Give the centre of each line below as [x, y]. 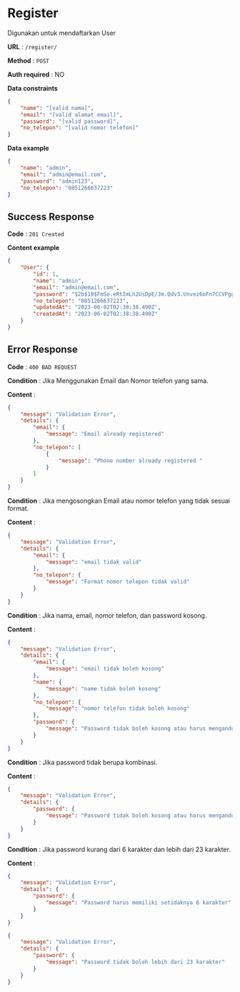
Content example [34, 248]
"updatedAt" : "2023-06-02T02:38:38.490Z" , [97, 307]
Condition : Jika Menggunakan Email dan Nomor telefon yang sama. [108, 381]
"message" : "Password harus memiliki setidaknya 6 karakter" [139, 903]
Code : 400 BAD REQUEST [42, 366]
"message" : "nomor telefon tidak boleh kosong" [118, 708]
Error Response [43, 350]
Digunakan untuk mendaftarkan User [62, 33]
